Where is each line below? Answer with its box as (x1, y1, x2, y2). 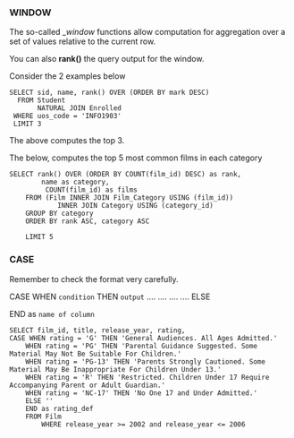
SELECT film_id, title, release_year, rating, (9, 325, 186, 335)
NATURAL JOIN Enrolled (37, 104, 122, 113)
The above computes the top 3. (9, 135, 125, 146)
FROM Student (17, 96, 66, 105)
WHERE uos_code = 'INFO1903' (13, 112, 122, 121)
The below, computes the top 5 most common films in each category (9, 152, 263, 163)
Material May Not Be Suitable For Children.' (9, 349, 181, 358)
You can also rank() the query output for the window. (9, 54, 205, 64)
